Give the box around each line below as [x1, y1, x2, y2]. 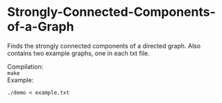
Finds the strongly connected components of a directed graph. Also [7, 41, 201, 50]
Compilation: [7, 62, 44, 71]
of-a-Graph [7, 19, 74, 35]
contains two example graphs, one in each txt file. [7, 49, 151, 57]
